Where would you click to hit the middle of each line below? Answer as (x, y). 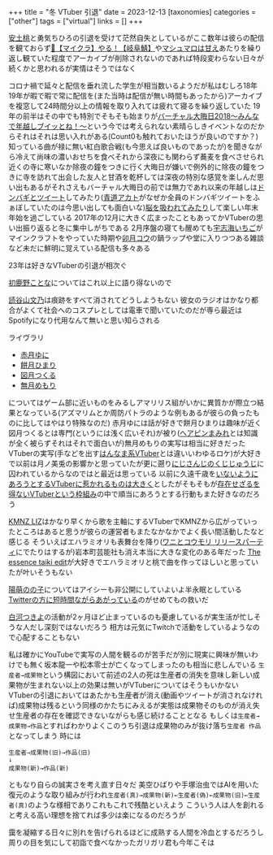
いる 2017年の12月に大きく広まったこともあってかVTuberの (157, 217)
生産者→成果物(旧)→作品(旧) (50, 753)
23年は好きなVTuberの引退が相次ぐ (68, 265)
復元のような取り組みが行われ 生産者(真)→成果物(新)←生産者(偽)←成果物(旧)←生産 (134, 794)
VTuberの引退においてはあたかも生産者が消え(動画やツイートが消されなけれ (136, 695)
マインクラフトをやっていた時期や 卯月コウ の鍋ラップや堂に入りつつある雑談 (136, 238)
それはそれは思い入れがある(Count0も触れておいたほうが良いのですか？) (136, 136)
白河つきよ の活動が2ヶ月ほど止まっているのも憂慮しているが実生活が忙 (128, 617)
